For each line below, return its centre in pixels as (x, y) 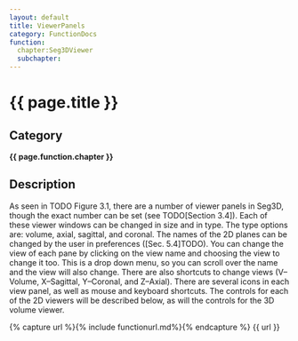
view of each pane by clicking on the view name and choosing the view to (145, 253)
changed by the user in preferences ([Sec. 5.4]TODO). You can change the (147, 243)
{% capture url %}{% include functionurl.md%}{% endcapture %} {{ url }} (145, 327)
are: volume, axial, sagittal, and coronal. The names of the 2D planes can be (148, 234)
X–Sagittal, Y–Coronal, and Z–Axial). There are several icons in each (165, 282)
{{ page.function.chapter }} (61, 157)
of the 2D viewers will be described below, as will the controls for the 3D (142, 300)
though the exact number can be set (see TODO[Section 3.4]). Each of (139, 215)
